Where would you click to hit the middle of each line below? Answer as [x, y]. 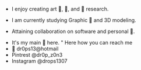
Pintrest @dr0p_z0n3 [37, 55]
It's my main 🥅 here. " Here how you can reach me [72, 43]
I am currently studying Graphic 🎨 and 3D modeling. [74, 20]
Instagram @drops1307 [39, 61]
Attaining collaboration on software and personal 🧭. [73, 31]
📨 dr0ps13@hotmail [35, 49]
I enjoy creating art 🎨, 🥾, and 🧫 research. [60, 9]
